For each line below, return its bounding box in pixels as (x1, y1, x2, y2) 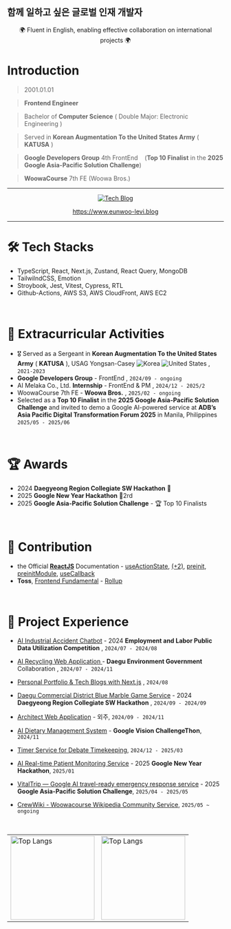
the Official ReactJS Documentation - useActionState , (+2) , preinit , (16, 562, 207, 570)
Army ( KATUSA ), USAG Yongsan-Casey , (16, 359, 211, 367)
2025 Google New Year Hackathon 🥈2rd (16, 491, 133, 499)
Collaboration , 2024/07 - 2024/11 (16, 665, 113, 673)
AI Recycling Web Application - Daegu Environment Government (16, 657, 203, 666)
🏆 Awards (7, 457, 68, 472)
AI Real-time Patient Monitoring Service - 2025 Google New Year (16, 760, 202, 768)
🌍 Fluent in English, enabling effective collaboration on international (19, 25, 212, 34)
